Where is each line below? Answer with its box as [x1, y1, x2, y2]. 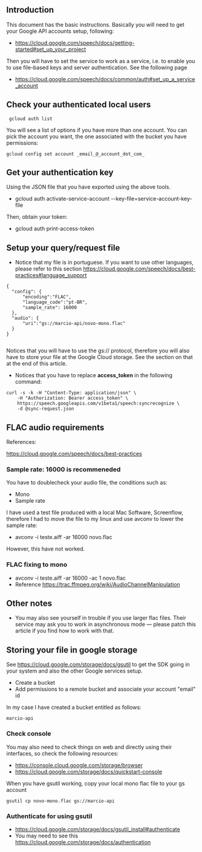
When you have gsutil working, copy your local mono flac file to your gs [6, 779, 185, 787]
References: [6, 438, 36, 446]
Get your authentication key [6, 167, 114, 178]
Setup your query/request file [6, 243, 120, 253]
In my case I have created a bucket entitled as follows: [6, 703, 142, 711]
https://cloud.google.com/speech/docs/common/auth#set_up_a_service [15, 75, 195, 82]
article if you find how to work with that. [15, 627, 114, 634]
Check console [6, 730, 51, 738]
